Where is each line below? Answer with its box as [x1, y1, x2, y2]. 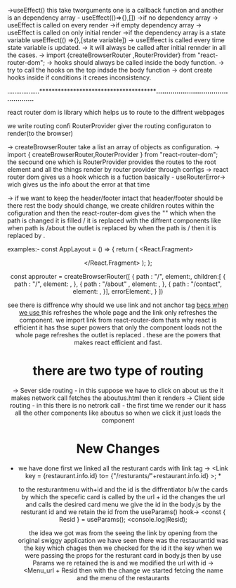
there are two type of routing [32, 363, 204, 379]
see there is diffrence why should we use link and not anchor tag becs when [7, 301, 229, 309]
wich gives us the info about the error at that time [7, 180, 150, 189]
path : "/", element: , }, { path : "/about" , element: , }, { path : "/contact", [13, 280, 223, 288]
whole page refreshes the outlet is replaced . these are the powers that [15, 331, 221, 339]
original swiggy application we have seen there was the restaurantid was [18, 536, 229, 544]
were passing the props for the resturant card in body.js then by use [25, 551, 222, 559]
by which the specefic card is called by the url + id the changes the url [21, 492, 225, 501]
